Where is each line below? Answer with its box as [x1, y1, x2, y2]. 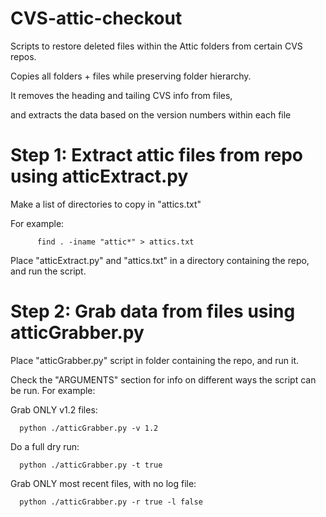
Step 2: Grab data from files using [10, 300, 296, 323]
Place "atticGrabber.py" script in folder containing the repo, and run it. [10, 354, 300, 366]
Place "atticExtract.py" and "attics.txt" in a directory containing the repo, [10, 254, 310, 266]
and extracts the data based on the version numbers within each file [10, 108, 292, 121]
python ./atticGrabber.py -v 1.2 [19, 423, 159, 433]
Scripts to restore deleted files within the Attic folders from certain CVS [10, 40, 303, 52]
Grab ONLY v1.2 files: [10, 403, 98, 416]
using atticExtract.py [10, 165, 189, 188]
